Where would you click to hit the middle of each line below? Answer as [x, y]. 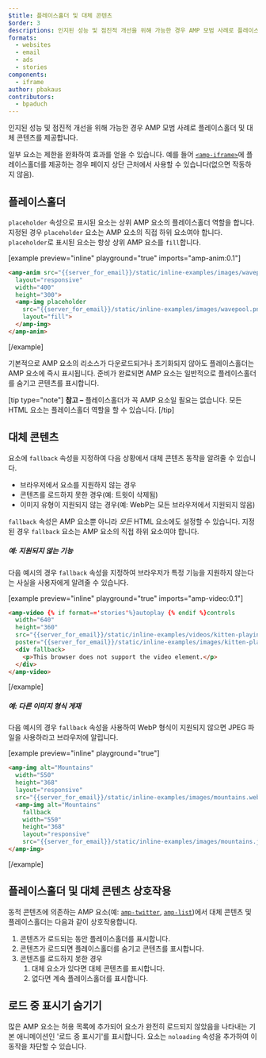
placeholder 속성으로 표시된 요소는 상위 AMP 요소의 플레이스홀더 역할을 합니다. [131, 222]
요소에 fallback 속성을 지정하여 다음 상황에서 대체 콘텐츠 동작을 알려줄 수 [122, 458]
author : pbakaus [35, 89]
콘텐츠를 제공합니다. [47, 138]
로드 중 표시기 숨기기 [55, 1006]
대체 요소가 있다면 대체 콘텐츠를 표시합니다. [98, 968]
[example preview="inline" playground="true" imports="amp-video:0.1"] [126, 598]
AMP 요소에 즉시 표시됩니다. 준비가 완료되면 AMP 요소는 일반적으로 [112, 373]
